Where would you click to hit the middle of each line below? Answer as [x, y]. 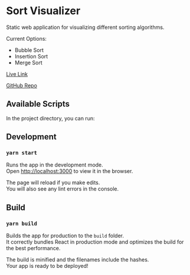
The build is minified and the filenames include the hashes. [78, 260]
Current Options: [27, 38]
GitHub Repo [22, 85]
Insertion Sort [31, 56]
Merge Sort [28, 63]
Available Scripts [38, 104]
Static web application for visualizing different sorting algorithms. [85, 27]
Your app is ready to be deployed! [47, 266]
